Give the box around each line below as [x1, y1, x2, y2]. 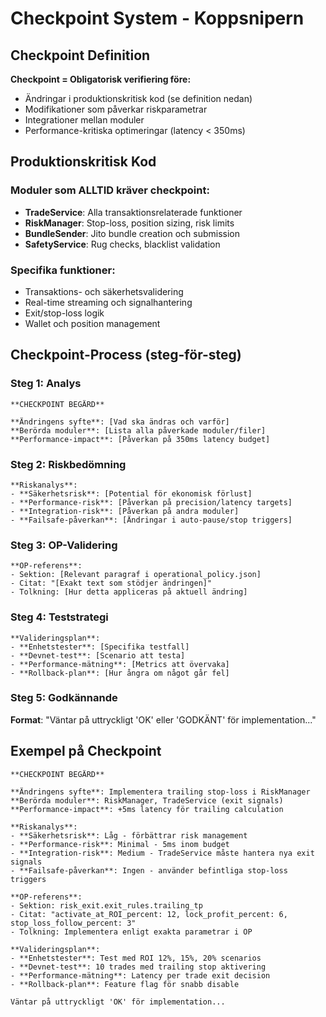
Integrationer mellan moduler [24, 114, 145, 126]
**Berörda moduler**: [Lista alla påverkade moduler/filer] [10, 425, 267, 436]
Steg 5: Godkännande [10, 691, 118, 705]
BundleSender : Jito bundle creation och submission [24, 227, 240, 239]
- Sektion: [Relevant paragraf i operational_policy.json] [10, 570, 262, 580]
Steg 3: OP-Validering [10, 538, 118, 552]
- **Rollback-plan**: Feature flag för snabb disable [10, 979, 240, 989]
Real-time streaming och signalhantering [24, 296, 193, 308]
